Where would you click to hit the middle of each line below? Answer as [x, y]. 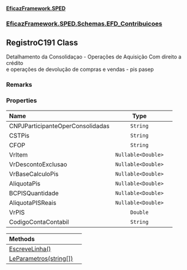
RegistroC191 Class [42, 42]
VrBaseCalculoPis [34, 174]
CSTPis [19, 135]
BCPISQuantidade [34, 193]
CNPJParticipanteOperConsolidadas [59, 126]
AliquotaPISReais [33, 203]
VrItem [19, 155]
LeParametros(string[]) [41, 258]
